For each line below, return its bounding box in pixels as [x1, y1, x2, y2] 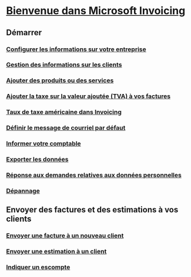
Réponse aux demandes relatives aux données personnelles [6, 171, 182, 179]
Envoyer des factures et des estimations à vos [6, 205, 179, 215]
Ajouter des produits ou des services [6, 76, 114, 85]
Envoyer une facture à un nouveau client [6, 232, 124, 240]
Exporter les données [6, 155, 69, 163]
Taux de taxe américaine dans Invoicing [6, 108, 122, 116]
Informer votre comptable [6, 140, 81, 148]
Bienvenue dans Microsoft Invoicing [6, 4, 186, 18]
